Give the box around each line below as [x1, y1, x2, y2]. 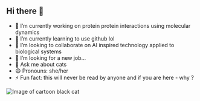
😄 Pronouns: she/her [15, 67, 68, 74]
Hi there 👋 [6, 6, 44, 16]
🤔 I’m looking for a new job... [15, 54, 86, 61]
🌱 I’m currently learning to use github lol [15, 34, 115, 42]
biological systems [15, 48, 62, 55]
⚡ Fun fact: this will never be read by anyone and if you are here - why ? [15, 74, 195, 81]
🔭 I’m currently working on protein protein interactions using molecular [15, 22, 191, 29]
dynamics [15, 28, 40, 36]
